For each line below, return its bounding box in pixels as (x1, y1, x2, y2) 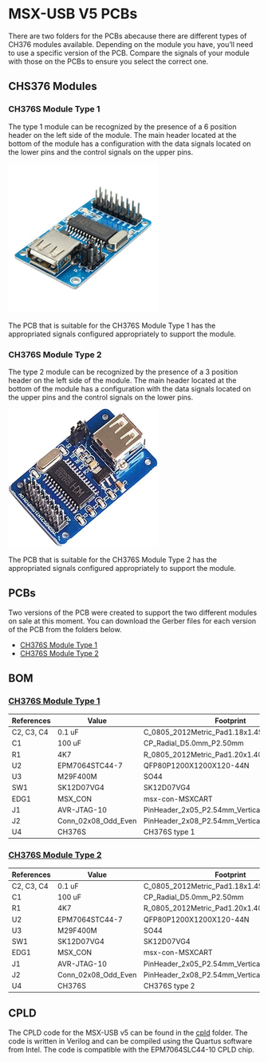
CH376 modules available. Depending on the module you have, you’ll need (8, 39, 254, 49)
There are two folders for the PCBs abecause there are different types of (8, 31, 247, 41)
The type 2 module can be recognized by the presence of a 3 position (8, 367, 238, 376)
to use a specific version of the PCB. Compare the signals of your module (8, 48, 250, 57)
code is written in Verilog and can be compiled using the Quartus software (8, 1036, 253, 1045)
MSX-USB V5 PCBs (8, 5, 138, 23)
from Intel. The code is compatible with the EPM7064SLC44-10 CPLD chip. (8, 1044, 255, 1054)
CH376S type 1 (143, 827, 195, 837)
